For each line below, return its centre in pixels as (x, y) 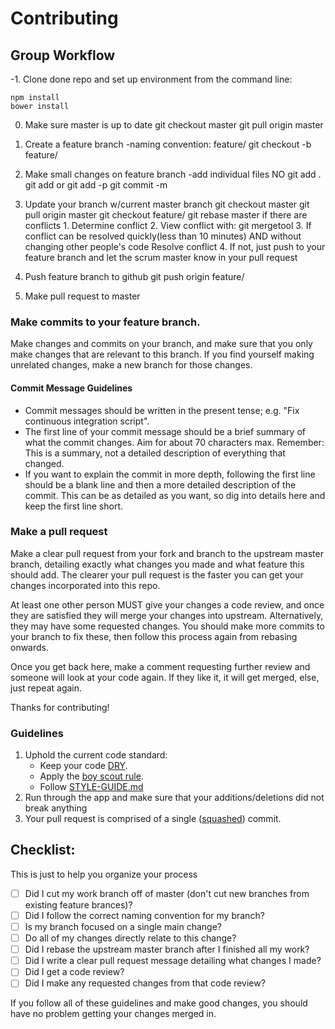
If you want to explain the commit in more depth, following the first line (170, 474)
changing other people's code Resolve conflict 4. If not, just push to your (175, 246)
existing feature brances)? (78, 904)
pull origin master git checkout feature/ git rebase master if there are (166, 215)
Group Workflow (63, 55)
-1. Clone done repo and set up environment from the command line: (151, 79)
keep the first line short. (74, 506)
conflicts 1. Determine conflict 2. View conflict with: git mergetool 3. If (168, 225)
